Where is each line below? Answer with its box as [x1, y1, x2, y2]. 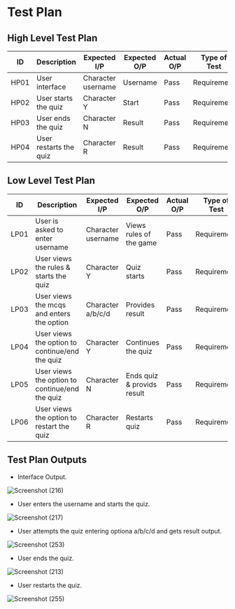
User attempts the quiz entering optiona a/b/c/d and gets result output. [17, 526, 222, 535]
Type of [200, 53, 227, 62]
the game [125, 238, 157, 248]
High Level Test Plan [7, 32, 98, 44]
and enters [35, 308, 71, 318]
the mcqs [35, 300, 66, 310]
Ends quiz [125, 371, 159, 380]
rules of [125, 229, 152, 238]
